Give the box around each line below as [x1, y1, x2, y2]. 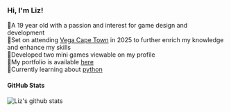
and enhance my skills [7, 44, 71, 52]
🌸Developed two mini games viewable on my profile [7, 50, 155, 59]
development [7, 28, 45, 37]
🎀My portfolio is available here [7, 58, 94, 66]
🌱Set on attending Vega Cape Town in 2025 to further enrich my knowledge [7, 36, 224, 44]
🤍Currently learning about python [7, 65, 103, 74]
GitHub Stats [7, 81, 45, 89]
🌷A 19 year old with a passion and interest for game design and [7, 21, 188, 30]
